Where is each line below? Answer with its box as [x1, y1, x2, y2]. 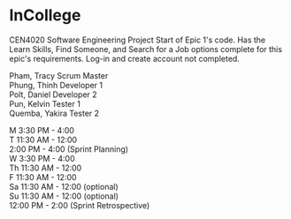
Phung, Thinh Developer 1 [9, 79, 103, 90]
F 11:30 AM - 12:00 [9, 171, 77, 182]
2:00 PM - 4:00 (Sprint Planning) [9, 143, 129, 155]
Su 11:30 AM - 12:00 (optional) [9, 191, 119, 201]
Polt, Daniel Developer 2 [9, 89, 97, 100]
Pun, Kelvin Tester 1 [9, 98, 81, 109]
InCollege [9, 5, 81, 26]
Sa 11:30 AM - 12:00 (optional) [9, 181, 119, 192]
